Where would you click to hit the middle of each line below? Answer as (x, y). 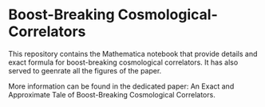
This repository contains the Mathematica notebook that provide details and (133, 53)
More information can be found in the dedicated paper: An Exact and (121, 86)
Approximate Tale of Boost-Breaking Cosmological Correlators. (112, 94)
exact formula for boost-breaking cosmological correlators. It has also (123, 62)
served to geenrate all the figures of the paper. (85, 70)
